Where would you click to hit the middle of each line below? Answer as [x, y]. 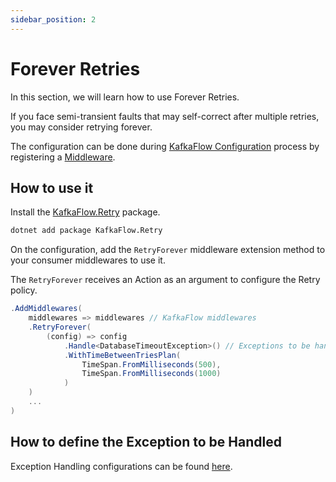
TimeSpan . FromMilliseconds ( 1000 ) [151, 374]
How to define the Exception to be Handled [146, 442]
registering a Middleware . [63, 157]
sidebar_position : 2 [53, 19]
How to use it [52, 187]
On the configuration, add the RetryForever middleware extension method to [168, 250]
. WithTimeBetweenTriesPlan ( [122, 355]
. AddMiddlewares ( [46, 309]
